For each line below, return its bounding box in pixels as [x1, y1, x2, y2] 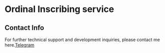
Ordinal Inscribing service [4, 3, 114, 15]
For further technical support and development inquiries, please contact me [4, 36, 160, 42]
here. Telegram [4, 42, 34, 48]
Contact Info [4, 23, 44, 32]
